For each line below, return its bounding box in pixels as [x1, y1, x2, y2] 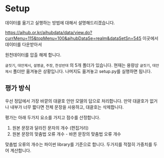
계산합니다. [10, 147, 32, 153]
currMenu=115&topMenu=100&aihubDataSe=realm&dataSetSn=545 [5, 35, 141, 41]
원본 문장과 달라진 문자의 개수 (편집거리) [12, 125, 89, 131]
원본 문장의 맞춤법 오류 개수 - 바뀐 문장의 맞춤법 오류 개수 [12, 131, 121, 137]
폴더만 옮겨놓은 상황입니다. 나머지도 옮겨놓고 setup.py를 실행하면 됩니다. [13, 68, 152, 74]
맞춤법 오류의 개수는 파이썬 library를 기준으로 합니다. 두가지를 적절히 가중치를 [5, 141, 153, 147]
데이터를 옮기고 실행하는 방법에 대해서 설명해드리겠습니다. [5, 20, 115, 25]
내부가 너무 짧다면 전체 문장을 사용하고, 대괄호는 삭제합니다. [10, 104, 124, 110]
